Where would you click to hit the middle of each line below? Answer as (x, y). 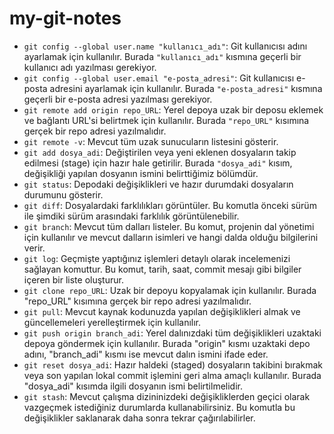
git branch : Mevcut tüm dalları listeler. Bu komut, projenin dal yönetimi (169, 226)
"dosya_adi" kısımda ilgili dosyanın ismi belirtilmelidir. (133, 386)
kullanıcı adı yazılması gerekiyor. (90, 67)
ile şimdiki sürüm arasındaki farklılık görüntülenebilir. (131, 216)
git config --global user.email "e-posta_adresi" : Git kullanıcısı (159, 78)
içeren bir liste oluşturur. (73, 279)
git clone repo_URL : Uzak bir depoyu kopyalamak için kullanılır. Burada (170, 290)
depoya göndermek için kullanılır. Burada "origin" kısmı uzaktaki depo (167, 343)
